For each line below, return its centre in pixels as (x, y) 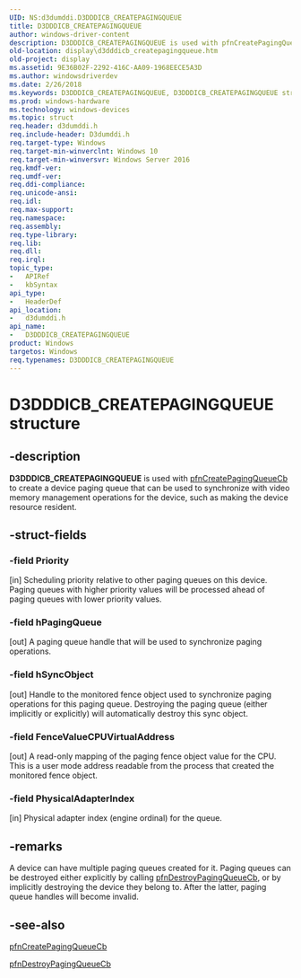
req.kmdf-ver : (36, 168)
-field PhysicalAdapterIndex (72, 798)
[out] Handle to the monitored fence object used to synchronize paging (140, 694)
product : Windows (42, 343)
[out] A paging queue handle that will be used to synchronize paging (136, 642)
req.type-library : (43, 234)
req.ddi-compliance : (48, 185)
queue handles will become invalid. (74, 897)
